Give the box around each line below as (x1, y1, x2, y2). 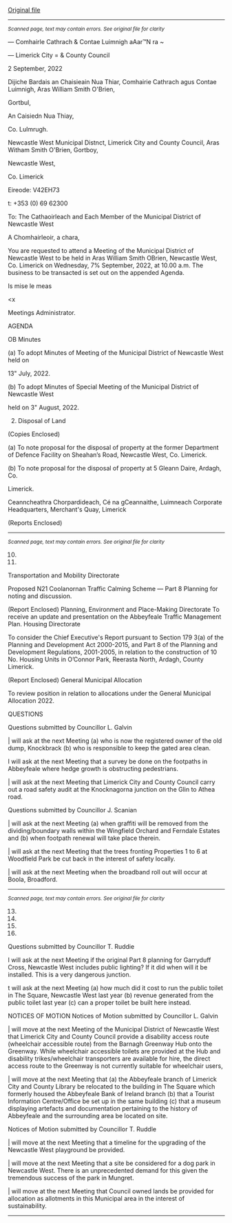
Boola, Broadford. (8, 875, 58, 883)
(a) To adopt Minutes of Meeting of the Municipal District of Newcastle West (8, 349, 224, 357)
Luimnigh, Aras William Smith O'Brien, (8, 85, 116, 93)
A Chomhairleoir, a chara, (8, 234, 80, 241)
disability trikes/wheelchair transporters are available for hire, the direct (8, 1054, 211, 1062)
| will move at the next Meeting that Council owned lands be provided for (8, 1187, 214, 1195)
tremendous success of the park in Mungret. (8, 1174, 134, 1182)
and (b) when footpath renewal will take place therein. (8, 834, 161, 842)
